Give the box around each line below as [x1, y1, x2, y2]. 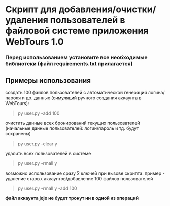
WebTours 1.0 [5, 36, 64, 48]
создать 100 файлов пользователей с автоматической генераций [5, 89, 147, 95]
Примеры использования [5, 76, 91, 85]
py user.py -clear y [17, 141, 57, 147]
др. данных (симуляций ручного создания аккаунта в [26, 95, 142, 101]
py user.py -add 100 [17, 110, 60, 116]
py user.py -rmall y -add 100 [17, 185, 77, 191]
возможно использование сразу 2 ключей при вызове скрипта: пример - [5, 170, 165, 176]
